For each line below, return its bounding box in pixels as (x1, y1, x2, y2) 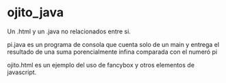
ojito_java (7, 5, 64, 20)
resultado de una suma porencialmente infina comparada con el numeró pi (7, 48, 218, 56)
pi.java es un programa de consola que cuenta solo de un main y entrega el (7, 40, 220, 48)
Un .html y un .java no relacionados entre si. (7, 27, 131, 35)
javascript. (7, 68, 37, 76)
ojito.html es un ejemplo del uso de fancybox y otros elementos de (7, 61, 195, 69)
